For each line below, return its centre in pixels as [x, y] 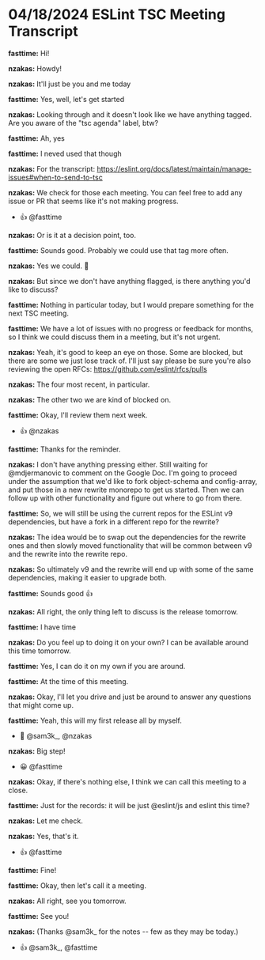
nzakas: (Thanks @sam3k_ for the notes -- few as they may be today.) [123, 932]
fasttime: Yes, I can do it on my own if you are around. [97, 666]
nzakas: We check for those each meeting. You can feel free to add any [125, 192]
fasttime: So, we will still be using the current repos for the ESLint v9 [121, 513]
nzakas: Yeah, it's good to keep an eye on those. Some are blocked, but [126, 352]
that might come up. [41, 705]
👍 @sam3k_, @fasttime [59, 947]
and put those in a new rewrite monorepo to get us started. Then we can [126, 489]
